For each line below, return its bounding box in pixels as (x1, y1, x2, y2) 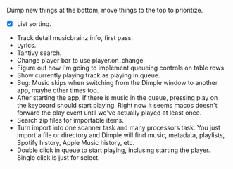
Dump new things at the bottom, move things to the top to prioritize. (6, 6, 203, 14)
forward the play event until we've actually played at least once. (16, 108, 202, 117)
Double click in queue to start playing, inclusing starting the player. (16, 146, 210, 154)
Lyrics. (16, 42, 37, 50)
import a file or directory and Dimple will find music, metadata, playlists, (16, 131, 225, 139)
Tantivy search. (16, 49, 62, 57)
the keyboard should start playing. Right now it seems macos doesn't (16, 101, 218, 110)
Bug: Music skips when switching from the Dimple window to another (16, 79, 218, 87)
